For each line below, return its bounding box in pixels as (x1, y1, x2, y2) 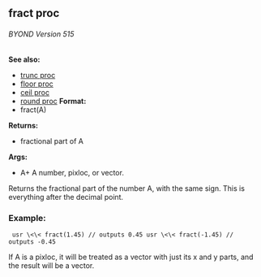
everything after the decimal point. (8, 192, 124, 201)
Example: (8, 212, 46, 223)
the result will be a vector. (8, 260, 95, 271)
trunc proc (19, 70, 56, 80)
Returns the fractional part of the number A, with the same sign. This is (8, 183, 246, 193)
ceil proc (19, 87, 50, 97)
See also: (8, 54, 41, 64)
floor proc (19, 79, 54, 89)
